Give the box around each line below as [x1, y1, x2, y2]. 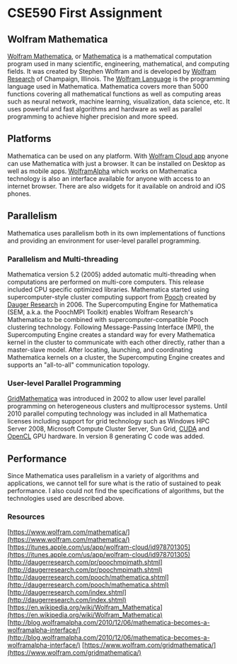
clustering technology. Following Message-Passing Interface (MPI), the [7, 323, 214, 331]
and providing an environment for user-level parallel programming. [7, 236, 202, 245]
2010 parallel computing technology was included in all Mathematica [7, 409, 207, 418]
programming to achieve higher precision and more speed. [7, 112, 179, 121]
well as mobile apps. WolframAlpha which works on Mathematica [7, 167, 197, 175]
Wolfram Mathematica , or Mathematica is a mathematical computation [7, 52, 212, 60]
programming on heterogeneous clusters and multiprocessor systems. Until [7, 402, 228, 411]
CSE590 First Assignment [7, 5, 163, 21]
